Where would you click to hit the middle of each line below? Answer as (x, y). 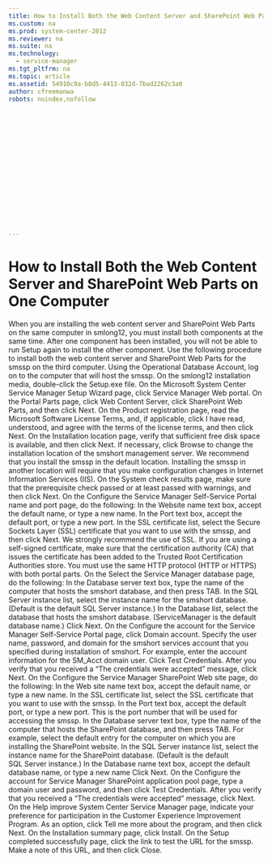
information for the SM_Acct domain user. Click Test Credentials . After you (132, 660)
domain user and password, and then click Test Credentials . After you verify (135, 790)
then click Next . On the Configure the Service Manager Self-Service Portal (132, 497)
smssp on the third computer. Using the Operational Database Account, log (134, 367)
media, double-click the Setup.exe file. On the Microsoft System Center (127, 384)
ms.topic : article (39, 76)
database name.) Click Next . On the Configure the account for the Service (132, 626)
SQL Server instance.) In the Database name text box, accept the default (130, 764)
